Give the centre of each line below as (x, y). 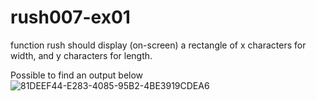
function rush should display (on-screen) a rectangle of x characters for (158, 45)
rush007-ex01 (70, 17)
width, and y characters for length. (81, 55)
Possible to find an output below (77, 75)
